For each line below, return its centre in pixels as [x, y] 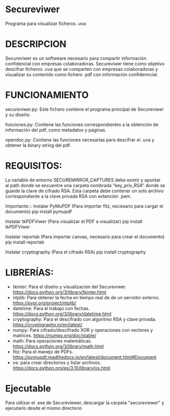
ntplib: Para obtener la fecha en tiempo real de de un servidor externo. [86, 297]
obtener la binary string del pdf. [38, 145]
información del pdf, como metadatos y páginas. [56, 130]
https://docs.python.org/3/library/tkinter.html [59, 292]
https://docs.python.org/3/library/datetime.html [62, 314]
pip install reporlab [25, 242]
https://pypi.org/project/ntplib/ [44, 303]
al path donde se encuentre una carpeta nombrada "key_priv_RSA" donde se [85, 185]
